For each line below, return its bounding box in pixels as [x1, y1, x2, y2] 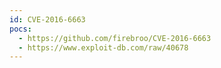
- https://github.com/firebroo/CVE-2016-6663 [18, 33, 212, 43]
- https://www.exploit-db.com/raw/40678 [18, 42, 189, 53]
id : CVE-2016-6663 [9, 14, 86, 25]
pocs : [9, 24, 32, 34]
